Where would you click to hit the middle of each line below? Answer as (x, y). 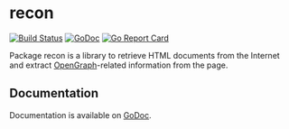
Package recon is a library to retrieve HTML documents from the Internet (144, 55)
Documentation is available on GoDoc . (80, 115)
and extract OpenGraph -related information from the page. (119, 65)
